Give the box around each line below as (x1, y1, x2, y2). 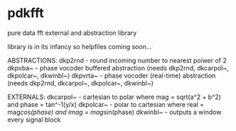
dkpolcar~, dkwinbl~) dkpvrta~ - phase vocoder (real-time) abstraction (7, 71, 216, 80)
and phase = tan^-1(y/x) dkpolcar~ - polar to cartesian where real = (7, 100, 205, 108)
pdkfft (7, 5, 44, 21)
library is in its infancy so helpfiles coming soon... (7, 42, 152, 51)
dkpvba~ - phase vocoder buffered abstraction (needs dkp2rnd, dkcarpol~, (7, 63, 229, 72)
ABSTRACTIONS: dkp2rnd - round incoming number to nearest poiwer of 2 (7, 56, 227, 65)
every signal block (7, 115, 61, 124)
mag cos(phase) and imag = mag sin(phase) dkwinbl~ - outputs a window (7, 108, 222, 116)
